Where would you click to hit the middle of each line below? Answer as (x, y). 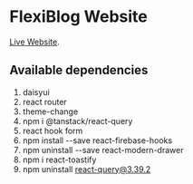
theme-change (50, 111)
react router (45, 102)
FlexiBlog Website (78, 17)
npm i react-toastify (59, 160)
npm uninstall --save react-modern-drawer (103, 150)
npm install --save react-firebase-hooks (97, 140)
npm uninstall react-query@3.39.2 (87, 169)
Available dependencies (79, 70)
